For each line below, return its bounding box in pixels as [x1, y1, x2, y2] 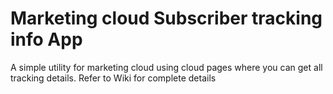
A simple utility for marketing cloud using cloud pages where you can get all [10, 61, 323, 73]
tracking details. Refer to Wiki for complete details [10, 72, 217, 84]
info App [10, 28, 83, 51]
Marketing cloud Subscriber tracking [10, 7, 323, 30]
